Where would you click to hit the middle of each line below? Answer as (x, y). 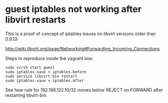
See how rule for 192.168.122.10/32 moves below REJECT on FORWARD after (84, 90)
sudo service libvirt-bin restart (41, 76)
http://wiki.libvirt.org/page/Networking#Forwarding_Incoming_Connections (82, 48)
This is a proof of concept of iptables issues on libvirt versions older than (81, 33)
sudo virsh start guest (30, 67)
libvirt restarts (36, 20)
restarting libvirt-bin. (26, 95)
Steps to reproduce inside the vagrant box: (49, 58)
